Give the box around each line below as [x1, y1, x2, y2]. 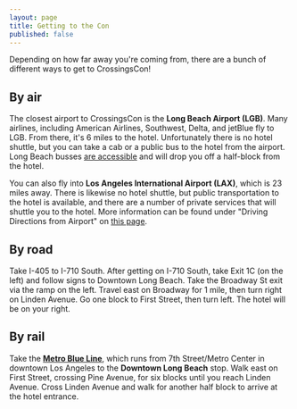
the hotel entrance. [9, 390, 79, 402]
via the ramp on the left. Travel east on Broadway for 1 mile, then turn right [9, 285, 283, 295]
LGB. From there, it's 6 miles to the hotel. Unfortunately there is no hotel [9, 132, 274, 143]
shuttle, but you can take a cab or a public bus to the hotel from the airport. [9, 142, 285, 153]
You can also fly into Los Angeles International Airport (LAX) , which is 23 [9, 178, 283, 188]
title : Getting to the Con [9, 21, 110, 30]
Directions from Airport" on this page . [9, 216, 148, 227]
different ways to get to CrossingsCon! [9, 63, 152, 74]
